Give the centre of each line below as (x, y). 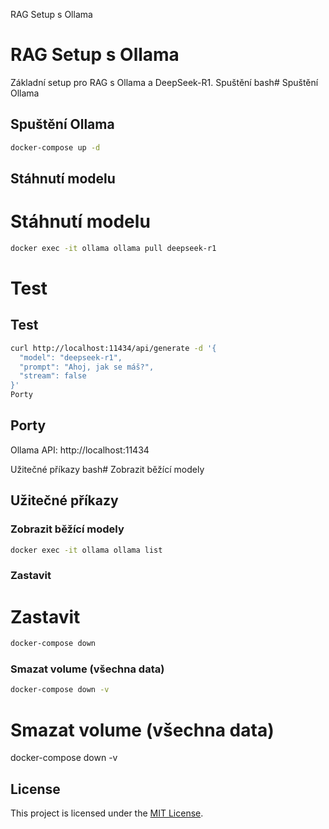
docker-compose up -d (55, 147)
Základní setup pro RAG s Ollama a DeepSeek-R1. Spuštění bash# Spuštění (164, 82)
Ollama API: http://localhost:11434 (80, 450)
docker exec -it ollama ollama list (86, 550)
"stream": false (53, 376)
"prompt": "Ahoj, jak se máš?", (87, 367)
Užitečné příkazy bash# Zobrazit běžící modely (107, 469)
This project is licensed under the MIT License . (107, 813)
